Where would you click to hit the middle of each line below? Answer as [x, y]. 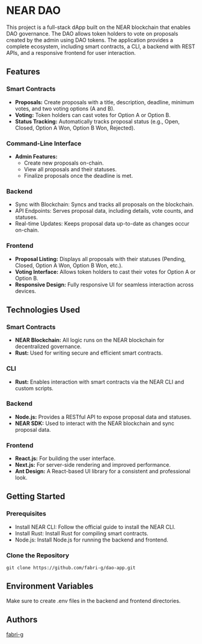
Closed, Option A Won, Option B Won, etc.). [69, 265]
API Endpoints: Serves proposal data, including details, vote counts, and [104, 211]
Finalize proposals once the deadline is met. [78, 175]
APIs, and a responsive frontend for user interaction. [71, 52]
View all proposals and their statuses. [70, 169]
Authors [22, 620]
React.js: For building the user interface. [65, 458]
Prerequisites [26, 514]
